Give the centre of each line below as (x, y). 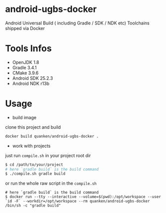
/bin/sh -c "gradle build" (33, 206)
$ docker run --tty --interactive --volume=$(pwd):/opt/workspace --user (83, 197)
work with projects (31, 146)
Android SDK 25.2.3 (33, 78)
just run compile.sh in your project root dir (48, 155)
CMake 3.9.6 (25, 73)
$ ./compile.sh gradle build (35, 174)
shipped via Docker (25, 28)
